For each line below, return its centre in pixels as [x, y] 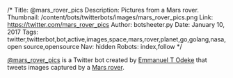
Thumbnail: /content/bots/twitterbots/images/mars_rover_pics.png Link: [110, 17]
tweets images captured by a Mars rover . [66, 67]
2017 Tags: [23, 32]
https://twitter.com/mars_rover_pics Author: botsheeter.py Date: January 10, [116, 25]
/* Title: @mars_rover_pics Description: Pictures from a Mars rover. [103, 10]
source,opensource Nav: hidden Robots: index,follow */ [103, 47]
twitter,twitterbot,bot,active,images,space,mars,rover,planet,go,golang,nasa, [116, 39]
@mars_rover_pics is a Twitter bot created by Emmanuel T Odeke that [107, 60]
